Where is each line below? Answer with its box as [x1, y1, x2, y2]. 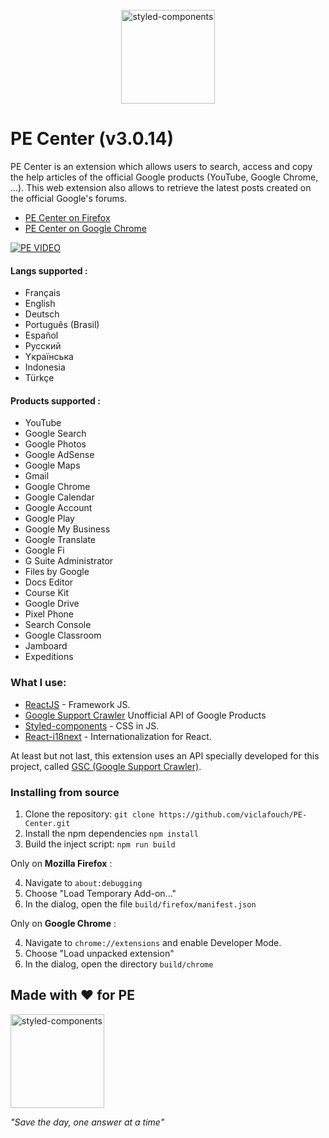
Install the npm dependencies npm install [24, 827, 199, 839]
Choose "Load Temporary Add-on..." [24, 887, 177, 899]
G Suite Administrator [24, 555, 114, 567]
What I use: [10, 676, 67, 690]
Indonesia [24, 361, 66, 373]
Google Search [24, 428, 87, 440]
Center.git [24, 818, 71, 828]
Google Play [24, 513, 75, 525]
